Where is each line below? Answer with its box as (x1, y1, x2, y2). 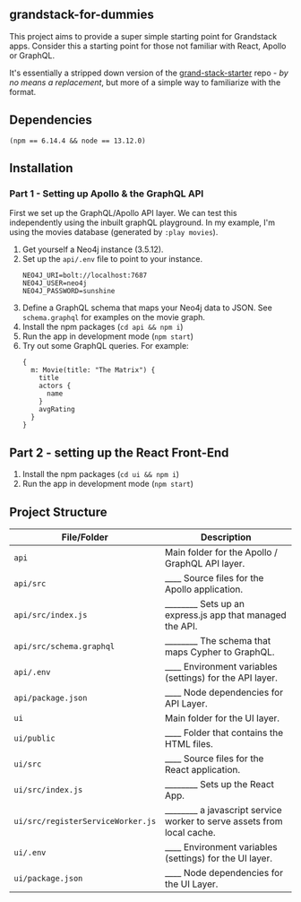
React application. (164, 763, 240, 776)
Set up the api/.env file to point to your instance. (21, 254, 203, 265)
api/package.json (13, 692, 88, 703)
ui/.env (13, 847, 47, 857)
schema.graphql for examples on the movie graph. (21, 312, 206, 323)
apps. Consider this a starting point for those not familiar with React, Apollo (9, 40, 287, 51)
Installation (9, 160, 73, 176)
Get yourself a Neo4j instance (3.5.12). (21, 244, 164, 255)
